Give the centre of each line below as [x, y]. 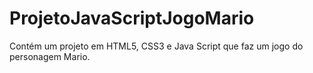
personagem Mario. [50, 56]
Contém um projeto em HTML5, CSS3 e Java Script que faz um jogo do [156, 46]
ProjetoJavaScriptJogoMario [132, 18]
